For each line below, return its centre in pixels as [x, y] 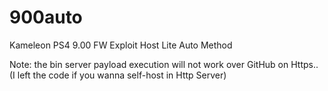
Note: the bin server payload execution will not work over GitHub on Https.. [164, 64]
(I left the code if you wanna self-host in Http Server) [118, 75]
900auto [46, 17]
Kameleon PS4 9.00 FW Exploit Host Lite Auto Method [121, 45]
